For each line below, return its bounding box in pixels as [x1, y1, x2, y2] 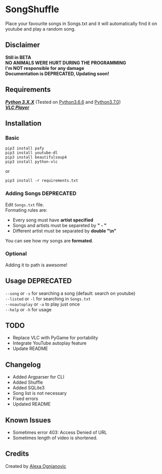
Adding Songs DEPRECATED [5, 190, 77, 197]
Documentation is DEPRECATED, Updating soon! [5, 70, 110, 77]
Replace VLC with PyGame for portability [12, 335, 98, 341]
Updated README [12, 401, 51, 407]
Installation [5, 119, 42, 128]
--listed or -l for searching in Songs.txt [5, 295, 91, 302]
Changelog [5, 360, 41, 369]
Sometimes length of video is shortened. [12, 435, 98, 441]
